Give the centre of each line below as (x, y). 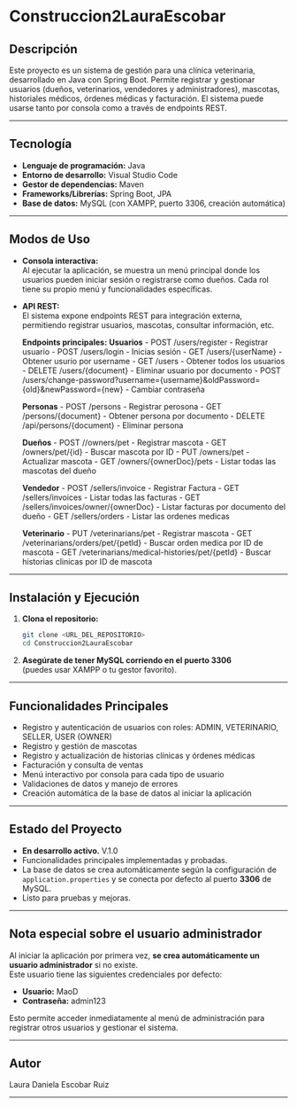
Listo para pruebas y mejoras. (76, 898)
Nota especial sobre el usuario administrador (136, 934)
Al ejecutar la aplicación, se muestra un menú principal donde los (141, 270)
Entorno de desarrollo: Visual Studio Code (100, 175)
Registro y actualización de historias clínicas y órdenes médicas (138, 756)
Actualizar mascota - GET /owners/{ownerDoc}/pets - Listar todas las (149, 461)
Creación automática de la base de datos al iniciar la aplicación (137, 793)
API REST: (41, 306)
